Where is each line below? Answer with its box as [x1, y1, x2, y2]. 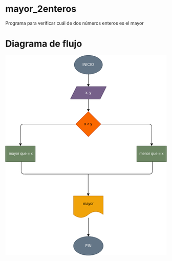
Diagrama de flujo [5, 38, 82, 50]
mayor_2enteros [5, 3, 77, 15]
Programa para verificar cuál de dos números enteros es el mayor [5, 20, 144, 26]
